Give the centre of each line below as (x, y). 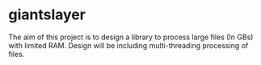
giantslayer (47, 15)
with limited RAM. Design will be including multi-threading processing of (128, 45)
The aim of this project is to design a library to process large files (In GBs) (131, 37)
